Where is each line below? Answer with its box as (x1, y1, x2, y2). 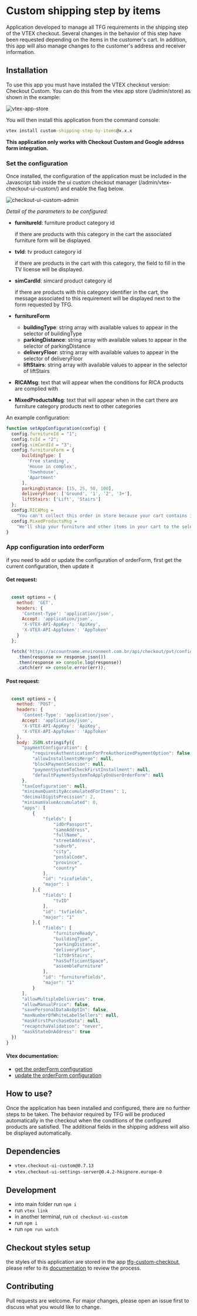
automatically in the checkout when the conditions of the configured (6, 1117, 171, 1124)
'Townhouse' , (27, 469, 59, 475)
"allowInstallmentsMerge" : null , (32, 756, 114, 762)
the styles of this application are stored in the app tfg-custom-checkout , (6, 1258, 181, 1265)
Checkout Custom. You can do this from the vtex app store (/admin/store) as (6, 87, 191, 95)
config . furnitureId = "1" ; (11, 430, 77, 437)
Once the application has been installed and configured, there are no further (6, 1104, 191, 1111)
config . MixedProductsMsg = (11, 518, 77, 524)
